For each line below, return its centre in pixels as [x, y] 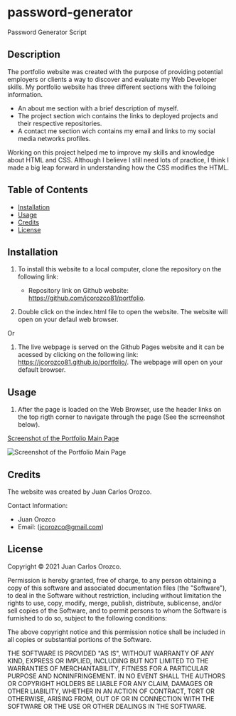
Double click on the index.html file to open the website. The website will [123, 312]
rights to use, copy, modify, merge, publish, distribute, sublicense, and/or [114, 603]
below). [29, 425]
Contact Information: [38, 505]
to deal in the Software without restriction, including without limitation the [114, 595]
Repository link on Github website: [79, 291]
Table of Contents [48, 190]
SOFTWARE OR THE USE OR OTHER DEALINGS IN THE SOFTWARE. [107, 706]
